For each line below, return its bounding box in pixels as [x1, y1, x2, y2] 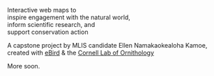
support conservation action [7, 28, 89, 36]
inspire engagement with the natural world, [7, 13, 131, 21]
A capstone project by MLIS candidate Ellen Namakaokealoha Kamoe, [7, 41, 208, 49]
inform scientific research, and [7, 21, 95, 28]
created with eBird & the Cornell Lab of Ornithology [7, 48, 155, 57]
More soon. [7, 62, 40, 70]
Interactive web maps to [7, 6, 77, 14]
